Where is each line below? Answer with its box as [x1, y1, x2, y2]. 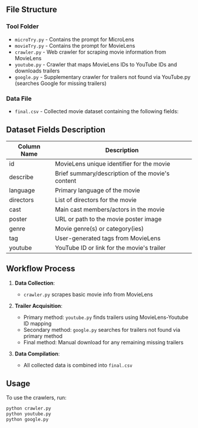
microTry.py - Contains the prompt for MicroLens [14, 35, 134, 43]
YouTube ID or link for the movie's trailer [55, 243, 166, 252]
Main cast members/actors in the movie [55, 205, 165, 213]
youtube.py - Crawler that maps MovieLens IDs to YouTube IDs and [14, 61, 177, 68]
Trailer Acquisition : [14, 302, 63, 309]
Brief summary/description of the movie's [55, 169, 170, 177]
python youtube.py [6, 411, 51, 417]
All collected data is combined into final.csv [23, 361, 133, 368]
